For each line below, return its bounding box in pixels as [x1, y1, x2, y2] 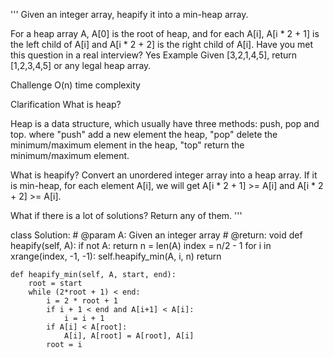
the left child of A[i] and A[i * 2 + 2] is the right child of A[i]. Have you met [10, 39, 314, 50]
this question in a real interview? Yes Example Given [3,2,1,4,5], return [10, 49, 298, 61]
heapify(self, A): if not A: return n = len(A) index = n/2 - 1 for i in [10, 240, 272, 251]
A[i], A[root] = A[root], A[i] [63, 331, 195, 341]
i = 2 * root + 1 [46, 296, 118, 306]
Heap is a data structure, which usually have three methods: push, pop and [10, 118, 320, 129]
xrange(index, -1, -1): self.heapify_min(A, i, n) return [10, 250, 222, 262]
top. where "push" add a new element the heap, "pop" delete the [10, 129, 278, 140]
